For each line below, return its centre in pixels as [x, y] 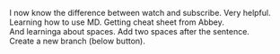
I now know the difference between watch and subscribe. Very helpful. [140, 13]
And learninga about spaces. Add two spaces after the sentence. [129, 31]
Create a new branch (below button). [77, 41]
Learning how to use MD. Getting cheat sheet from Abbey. [117, 22]
